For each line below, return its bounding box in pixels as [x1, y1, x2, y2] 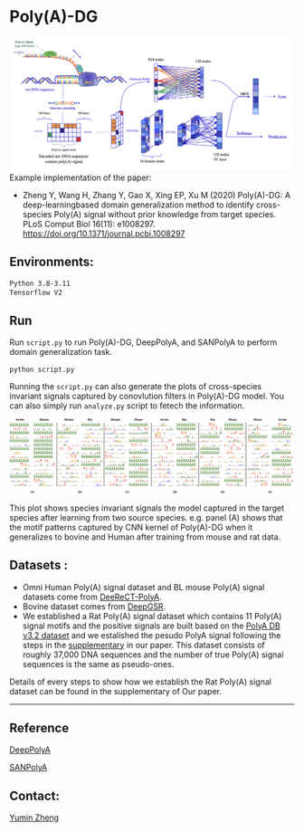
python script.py [9, 365, 75, 375]
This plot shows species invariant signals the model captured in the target [9, 502, 285, 513]
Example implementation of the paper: [9, 172, 152, 183]
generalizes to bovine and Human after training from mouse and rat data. [9, 531, 281, 542]
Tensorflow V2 [9, 288, 63, 298]
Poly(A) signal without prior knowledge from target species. [53, 208, 276, 219]
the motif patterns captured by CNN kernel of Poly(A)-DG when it [9, 521, 253, 532]
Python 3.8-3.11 [9, 279, 71, 289]
